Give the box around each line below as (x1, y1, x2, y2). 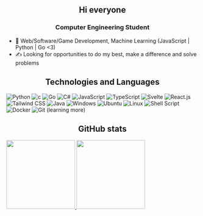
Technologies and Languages (45, 77, 160, 87)
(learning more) (46, 106, 86, 113)
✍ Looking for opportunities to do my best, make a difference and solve (15, 50, 197, 57)
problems (15, 59, 40, 67)
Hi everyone (79, 5, 126, 15)
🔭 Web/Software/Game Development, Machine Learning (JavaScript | (15, 37, 190, 45)
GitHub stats (78, 123, 127, 134)
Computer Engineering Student (55, 23, 150, 32)
